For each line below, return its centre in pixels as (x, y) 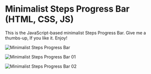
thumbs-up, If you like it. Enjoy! (36, 38)
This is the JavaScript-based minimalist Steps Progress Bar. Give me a (75, 33)
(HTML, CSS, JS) (39, 19)
